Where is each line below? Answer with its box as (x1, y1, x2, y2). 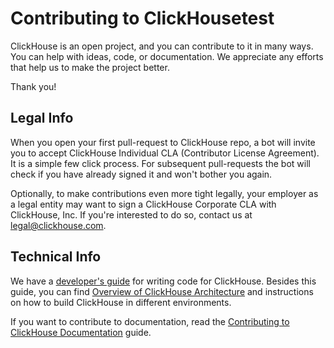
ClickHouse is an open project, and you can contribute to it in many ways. (10, 40, 314, 52)
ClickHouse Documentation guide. (10, 326, 152, 338)
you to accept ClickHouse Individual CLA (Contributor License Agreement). (10, 147, 320, 159)
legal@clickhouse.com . (10, 219, 107, 231)
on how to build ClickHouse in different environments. (10, 296, 232, 308)
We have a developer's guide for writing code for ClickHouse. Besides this (10, 275, 317, 287)
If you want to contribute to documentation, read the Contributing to (10, 315, 290, 327)
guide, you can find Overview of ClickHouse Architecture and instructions (10, 285, 314, 297)
